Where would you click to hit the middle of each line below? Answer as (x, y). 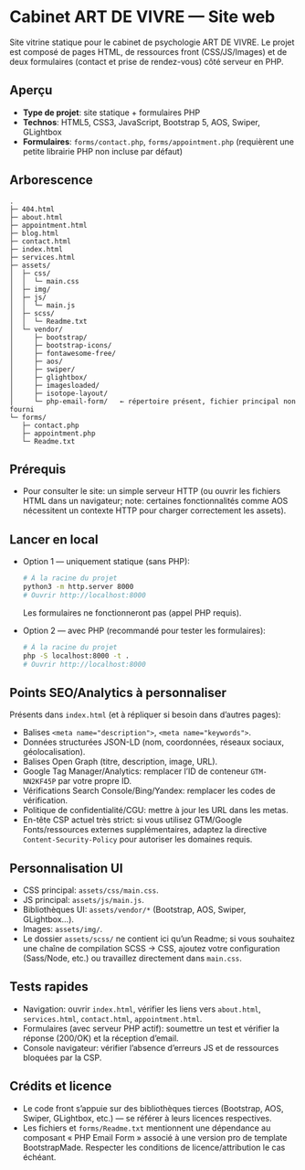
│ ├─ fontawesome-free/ (63, 353)
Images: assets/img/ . (63, 929)
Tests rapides (49, 987)
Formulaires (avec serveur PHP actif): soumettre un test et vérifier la (151, 1028)
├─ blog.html (34, 233)
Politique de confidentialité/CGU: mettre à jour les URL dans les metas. (156, 810)
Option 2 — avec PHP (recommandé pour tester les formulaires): (144, 630)
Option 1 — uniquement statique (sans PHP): (106, 562)
